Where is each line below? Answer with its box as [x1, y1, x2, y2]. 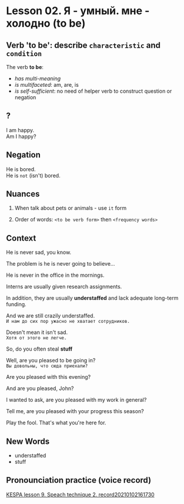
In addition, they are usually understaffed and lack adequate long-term [6, 294, 179, 302]
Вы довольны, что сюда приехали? [6, 363, 88, 369]
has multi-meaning [14, 75, 61, 82]
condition [6, 49, 42, 58]
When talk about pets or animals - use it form [14, 205, 127, 212]
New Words [6, 436, 50, 446]
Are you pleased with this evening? [6, 374, 91, 381]
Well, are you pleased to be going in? [6, 357, 96, 364]
